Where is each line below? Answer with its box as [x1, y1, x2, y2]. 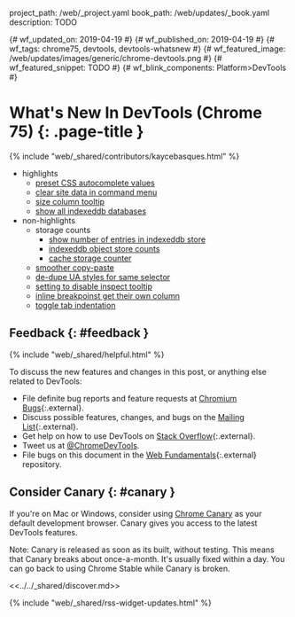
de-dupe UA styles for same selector [35, 271, 171, 282]
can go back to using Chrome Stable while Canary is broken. [9, 563, 230, 574]
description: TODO [9, 17, 78, 27]
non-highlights [21, 215, 76, 225]
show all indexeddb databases [35, 206, 147, 216]
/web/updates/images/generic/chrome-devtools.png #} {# [9, 53, 223, 63]
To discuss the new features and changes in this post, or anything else [9, 366, 268, 377]
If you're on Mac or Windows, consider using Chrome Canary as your [9, 508, 262, 519]
